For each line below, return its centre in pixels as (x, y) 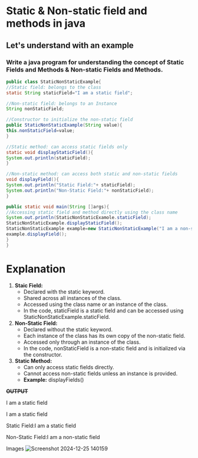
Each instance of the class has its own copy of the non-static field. (104, 336)
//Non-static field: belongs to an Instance (62, 104)
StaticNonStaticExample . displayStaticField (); (64, 223)
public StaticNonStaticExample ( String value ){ (64, 125)
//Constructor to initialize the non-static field (70, 120)
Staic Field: (29, 285)
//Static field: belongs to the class (54, 87)
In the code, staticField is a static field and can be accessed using (103, 310)
